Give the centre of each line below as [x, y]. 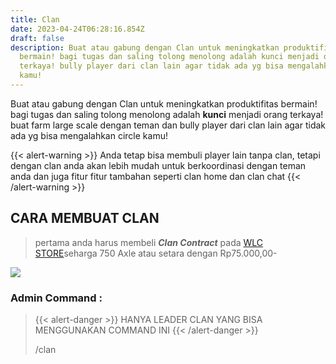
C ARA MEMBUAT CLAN [85, 218]
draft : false [37, 38]
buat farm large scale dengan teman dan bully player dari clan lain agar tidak [168, 125]
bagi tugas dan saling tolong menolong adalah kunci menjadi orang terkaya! [167, 114]
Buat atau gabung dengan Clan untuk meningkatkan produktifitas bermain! [164, 103]
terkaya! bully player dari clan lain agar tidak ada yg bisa [151, 66]
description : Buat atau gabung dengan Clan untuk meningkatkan [145, 47]
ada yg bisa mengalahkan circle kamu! [89, 135]
